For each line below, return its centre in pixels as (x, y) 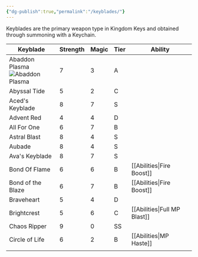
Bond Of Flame (30, 169)
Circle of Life (27, 239)
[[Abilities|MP (150, 236)
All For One (24, 127)
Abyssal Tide (27, 91)
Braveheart (24, 200)
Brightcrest (24, 213)
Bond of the (25, 183)
